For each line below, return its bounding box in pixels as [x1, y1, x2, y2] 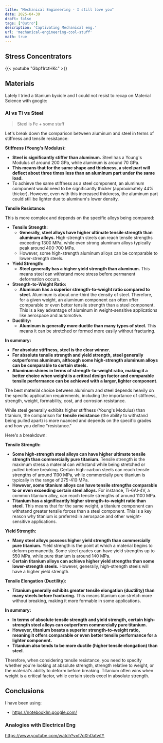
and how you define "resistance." [5, 422, 72, 428]
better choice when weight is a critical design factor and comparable [12, 373, 154, 379]
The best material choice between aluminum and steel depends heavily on [5, 387, 154, 393]
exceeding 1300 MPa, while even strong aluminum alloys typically [19, 240, 151, 245]
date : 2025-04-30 [5, 12, 40, 17]
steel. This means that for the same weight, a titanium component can [12, 503, 153, 509]
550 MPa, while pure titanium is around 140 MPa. [12, 553, 110, 559]
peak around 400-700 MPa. [19, 245, 75, 251]
